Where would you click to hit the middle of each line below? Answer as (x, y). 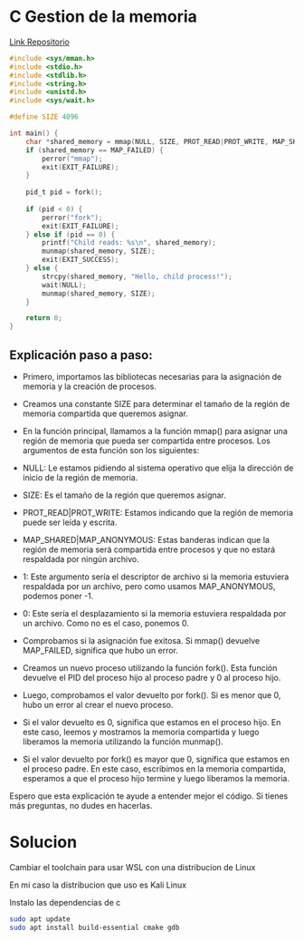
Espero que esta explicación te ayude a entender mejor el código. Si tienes (149, 796)
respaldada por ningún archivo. (81, 559)
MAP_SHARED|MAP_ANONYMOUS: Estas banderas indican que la (146, 540)
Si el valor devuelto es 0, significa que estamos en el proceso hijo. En (152, 722)
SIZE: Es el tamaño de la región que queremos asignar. (124, 495)
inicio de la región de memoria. (80, 477)
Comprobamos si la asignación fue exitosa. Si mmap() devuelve (141, 640)
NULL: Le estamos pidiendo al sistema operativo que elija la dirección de (158, 468)
